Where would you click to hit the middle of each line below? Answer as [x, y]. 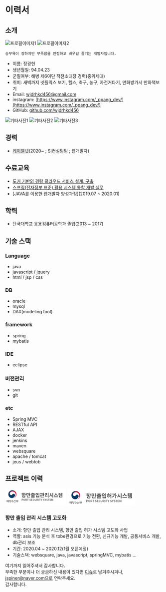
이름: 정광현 [24, 64]
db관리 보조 [24, 542]
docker [20, 435]
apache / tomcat [29, 456]
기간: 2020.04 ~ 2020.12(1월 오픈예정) [50, 548]
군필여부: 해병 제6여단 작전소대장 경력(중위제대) [59, 76]
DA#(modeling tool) [32, 312]
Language [18, 256]
